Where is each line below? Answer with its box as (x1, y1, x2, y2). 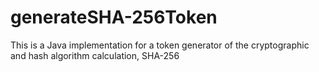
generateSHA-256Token (10, 6, 218, 29)
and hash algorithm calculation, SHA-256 (10, 49, 180, 61)
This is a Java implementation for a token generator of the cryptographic (10, 39, 310, 51)
